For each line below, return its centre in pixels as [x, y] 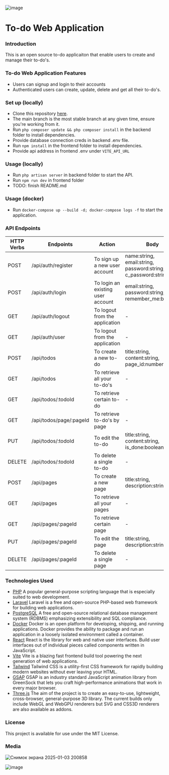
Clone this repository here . [40, 114]
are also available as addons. [43, 710]
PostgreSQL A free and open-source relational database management [85, 613]
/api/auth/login [49, 292]
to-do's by [107, 420]
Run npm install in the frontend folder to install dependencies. [77, 146]
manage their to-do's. [28, 60]
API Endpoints [23, 228]
